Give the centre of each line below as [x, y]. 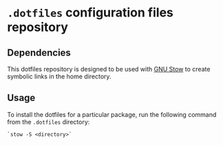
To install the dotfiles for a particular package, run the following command [112, 114]
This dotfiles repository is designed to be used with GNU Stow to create [109, 69]
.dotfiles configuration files [91, 13]
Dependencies [39, 53]
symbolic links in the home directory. [59, 76]
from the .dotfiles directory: [49, 122]
